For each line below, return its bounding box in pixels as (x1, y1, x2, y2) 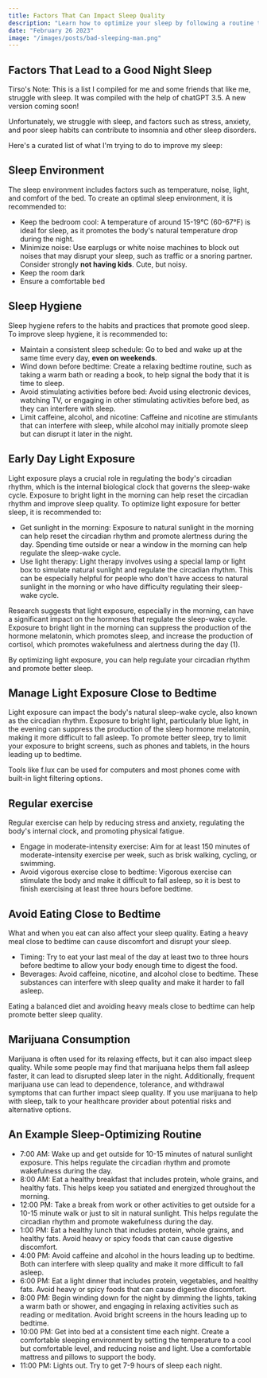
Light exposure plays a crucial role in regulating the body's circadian (8, 473, 232, 482)
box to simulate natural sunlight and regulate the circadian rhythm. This (19, 564, 253, 574)
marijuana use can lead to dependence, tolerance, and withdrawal (8, 1079, 225, 1089)
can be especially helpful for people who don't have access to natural (19, 573, 249, 583)
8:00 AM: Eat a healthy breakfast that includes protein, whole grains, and (19, 1174, 259, 1184)
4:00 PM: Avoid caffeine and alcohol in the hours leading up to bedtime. (19, 1251, 256, 1260)
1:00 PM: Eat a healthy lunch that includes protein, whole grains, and (19, 1225, 244, 1235)
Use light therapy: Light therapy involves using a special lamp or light (19, 556, 246, 566)
